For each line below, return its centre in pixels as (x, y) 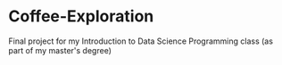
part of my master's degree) (60, 50)
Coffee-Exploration (81, 16)
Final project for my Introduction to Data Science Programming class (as (141, 41)
